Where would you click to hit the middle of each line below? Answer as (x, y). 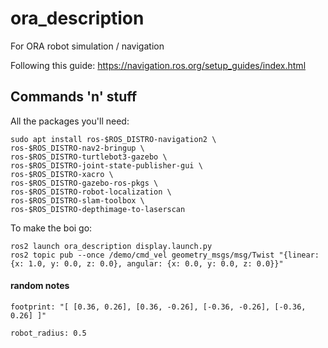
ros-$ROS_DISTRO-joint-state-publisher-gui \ (106, 165)
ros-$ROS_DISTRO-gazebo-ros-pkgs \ (84, 183)
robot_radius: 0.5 (48, 333)
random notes (40, 286)
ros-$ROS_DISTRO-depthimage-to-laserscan (98, 209)
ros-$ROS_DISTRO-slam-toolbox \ (77, 200)
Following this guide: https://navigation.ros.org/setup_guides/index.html (158, 65)
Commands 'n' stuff (74, 97)
